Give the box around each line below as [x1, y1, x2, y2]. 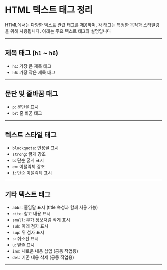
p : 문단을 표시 [12, 104, 39, 110]
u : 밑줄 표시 [12, 242, 35, 248]
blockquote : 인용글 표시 [12, 145, 59, 151]
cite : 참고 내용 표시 [12, 211, 51, 217]
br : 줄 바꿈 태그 [12, 110, 42, 116]
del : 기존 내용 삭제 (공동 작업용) [12, 254, 74, 260]
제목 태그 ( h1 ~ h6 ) [5, 49, 59, 57]
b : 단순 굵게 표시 [12, 157, 44, 163]
